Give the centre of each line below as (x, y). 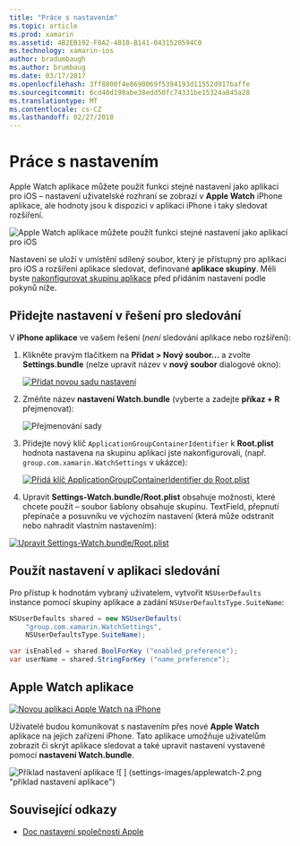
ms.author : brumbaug (48, 68)
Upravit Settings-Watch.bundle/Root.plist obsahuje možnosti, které (149, 497)
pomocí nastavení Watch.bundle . (72, 755)
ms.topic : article (43, 26)
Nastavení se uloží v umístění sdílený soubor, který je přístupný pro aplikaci (148, 260)
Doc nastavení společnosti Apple (83, 831)
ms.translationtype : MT (54, 101)
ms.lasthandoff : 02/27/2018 (62, 117)
